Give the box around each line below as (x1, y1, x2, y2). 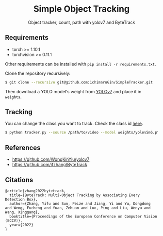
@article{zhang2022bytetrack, (5, 188, 66, 193)
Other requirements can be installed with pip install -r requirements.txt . (5, 61, 156, 67)
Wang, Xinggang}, (5, 210, 40, 215)
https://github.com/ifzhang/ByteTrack (12, 162, 87, 168)
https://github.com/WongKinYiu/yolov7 (12, 156, 90, 162)
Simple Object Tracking (33, 3, 130, 15)
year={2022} (9, 222, 34, 227)
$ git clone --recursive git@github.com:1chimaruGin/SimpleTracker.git (5, 80, 153, 84)
